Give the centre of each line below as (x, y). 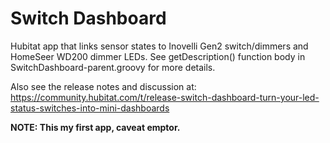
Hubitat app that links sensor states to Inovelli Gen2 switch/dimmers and (159, 46)
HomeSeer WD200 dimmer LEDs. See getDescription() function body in (158, 56)
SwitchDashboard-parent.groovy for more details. (113, 67)
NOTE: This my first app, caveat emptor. (95, 127)
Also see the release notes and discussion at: (103, 86)
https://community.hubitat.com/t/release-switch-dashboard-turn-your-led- (165, 97)
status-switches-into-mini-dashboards (90, 108)
